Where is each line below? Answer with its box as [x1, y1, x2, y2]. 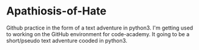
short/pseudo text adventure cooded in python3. [6, 37, 128, 44]
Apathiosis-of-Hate [6, 4, 107, 18]
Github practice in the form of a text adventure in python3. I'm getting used [6, 24, 194, 31]
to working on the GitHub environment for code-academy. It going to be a [6, 30, 190, 37]
